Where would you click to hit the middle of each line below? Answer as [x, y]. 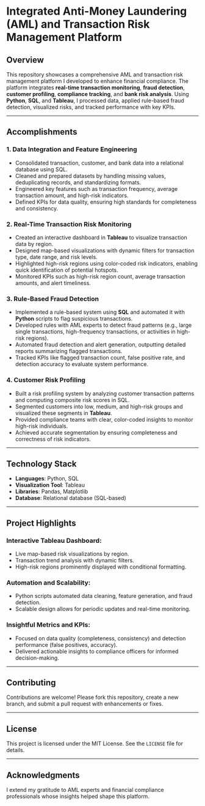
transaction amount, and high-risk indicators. [72, 195]
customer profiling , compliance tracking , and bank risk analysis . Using [98, 94]
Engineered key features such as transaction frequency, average [96, 188]
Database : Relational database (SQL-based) [70, 498]
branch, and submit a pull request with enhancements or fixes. [85, 704]
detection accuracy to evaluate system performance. [81, 364]
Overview [25, 60]
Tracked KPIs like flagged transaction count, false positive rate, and [100, 358]
